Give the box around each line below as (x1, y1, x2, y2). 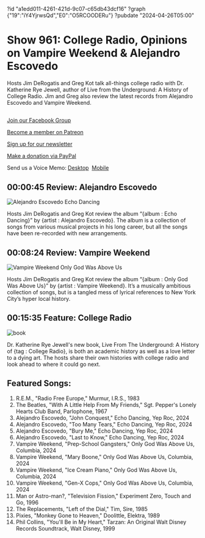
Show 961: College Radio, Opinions (7, 33, 188, 47)
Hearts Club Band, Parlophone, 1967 (15, 407, 107, 415)
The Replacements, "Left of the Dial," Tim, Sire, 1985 (15, 505, 148, 512)
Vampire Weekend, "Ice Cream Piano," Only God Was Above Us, (15, 466, 178, 474)
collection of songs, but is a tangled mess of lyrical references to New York (7, 288, 196, 296)
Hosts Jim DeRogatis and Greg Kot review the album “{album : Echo (7, 210, 178, 218)
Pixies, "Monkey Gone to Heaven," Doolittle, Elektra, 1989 (15, 512, 160, 519)
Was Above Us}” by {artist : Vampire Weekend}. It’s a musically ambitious (7, 282, 191, 289)
